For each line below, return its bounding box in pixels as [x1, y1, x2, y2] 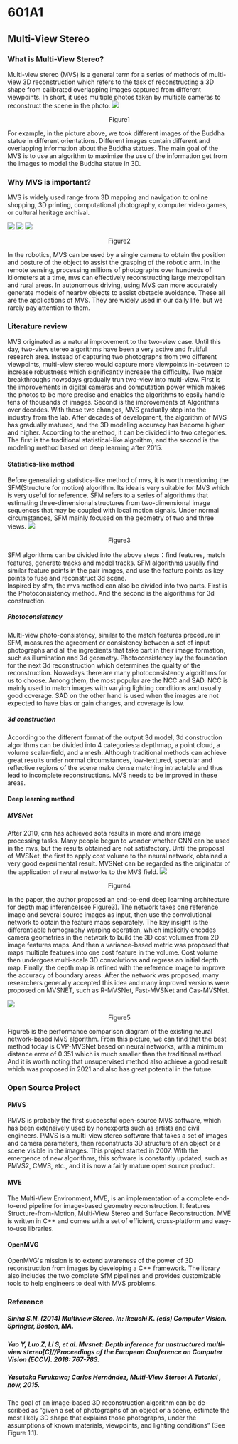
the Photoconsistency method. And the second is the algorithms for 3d [7, 588, 215, 597]
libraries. [28, 1224, 54, 1232]
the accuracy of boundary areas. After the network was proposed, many [7, 971, 219, 980]
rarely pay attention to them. [7, 303, 90, 312]
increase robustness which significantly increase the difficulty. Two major [7, 368, 223, 376]
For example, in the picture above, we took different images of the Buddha [7, 129, 225, 137]
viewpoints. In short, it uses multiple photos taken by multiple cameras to [7, 93, 222, 101]
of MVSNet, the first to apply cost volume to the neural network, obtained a [7, 852, 227, 861]
